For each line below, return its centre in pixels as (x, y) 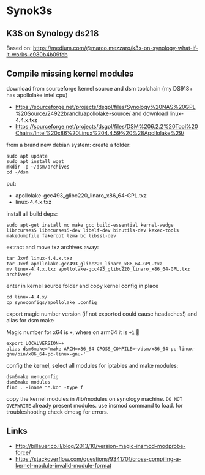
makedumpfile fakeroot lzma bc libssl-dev (61, 236)
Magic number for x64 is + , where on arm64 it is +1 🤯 (73, 332)
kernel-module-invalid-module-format (63, 465)
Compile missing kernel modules (70, 74)
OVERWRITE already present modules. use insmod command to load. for (95, 405)
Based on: (19, 48)
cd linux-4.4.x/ (27, 297)
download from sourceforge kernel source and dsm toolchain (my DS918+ (100, 88)
